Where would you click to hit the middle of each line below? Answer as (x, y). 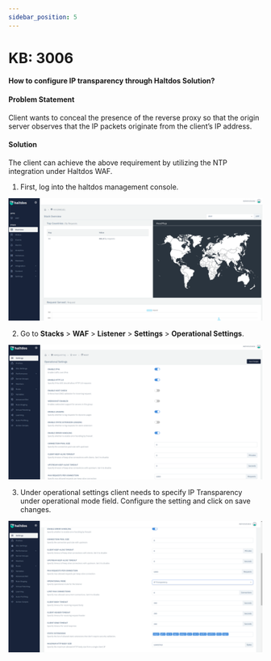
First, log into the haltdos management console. (99, 187)
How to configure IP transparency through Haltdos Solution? (112, 81)
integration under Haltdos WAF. (60, 171)
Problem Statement (42, 100)
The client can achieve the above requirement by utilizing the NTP (118, 163)
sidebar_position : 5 (43, 17)
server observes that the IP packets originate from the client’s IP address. (130, 126)
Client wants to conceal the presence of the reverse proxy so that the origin (134, 117)
